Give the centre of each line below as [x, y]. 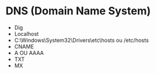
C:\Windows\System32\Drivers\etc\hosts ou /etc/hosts [81, 40]
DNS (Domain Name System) [78, 11]
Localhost [27, 33]
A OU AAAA [29, 53]
